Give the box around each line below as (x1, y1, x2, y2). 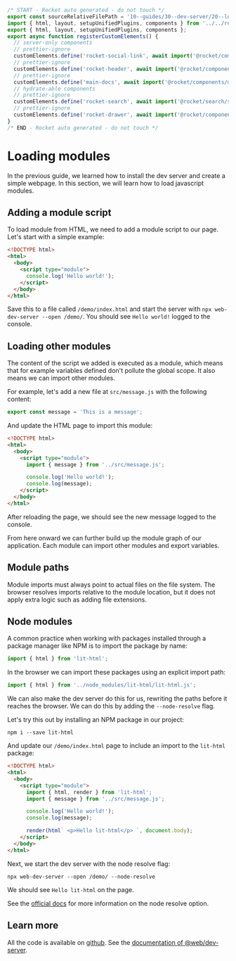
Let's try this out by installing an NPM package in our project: (7, 715, 185, 724)
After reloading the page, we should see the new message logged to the (7, 512, 216, 521)
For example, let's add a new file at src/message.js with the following (7, 388, 207, 396)
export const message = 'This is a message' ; (7, 409, 143, 416)
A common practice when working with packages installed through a (7, 634, 206, 643)
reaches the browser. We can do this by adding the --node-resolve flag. (7, 702, 216, 711)
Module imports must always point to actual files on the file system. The (7, 580, 216, 589)
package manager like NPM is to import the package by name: (7, 642, 188, 650)
